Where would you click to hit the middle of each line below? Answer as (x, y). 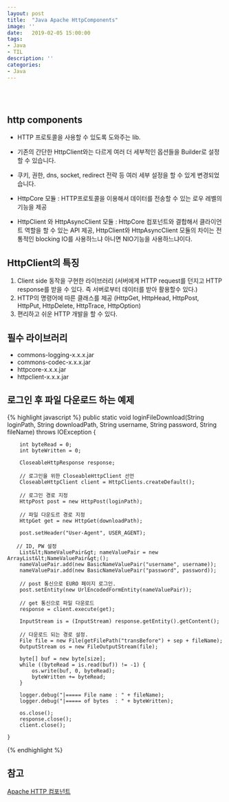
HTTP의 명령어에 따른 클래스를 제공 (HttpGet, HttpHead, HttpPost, (108, 298)
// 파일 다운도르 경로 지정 (52, 514)
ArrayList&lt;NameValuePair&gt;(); (58, 558)
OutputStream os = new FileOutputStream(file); (89, 646)
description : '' (30, 59)
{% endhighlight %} (35, 750)
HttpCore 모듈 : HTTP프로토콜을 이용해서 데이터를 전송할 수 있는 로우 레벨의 (119, 199)
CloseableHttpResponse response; (67, 463)
